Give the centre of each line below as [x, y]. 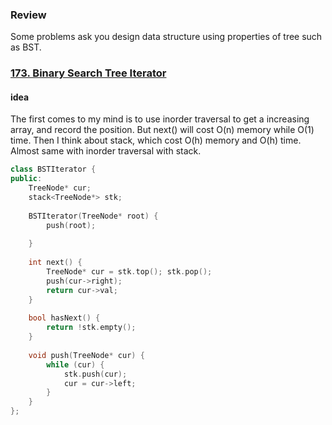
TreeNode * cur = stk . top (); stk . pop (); [129, 272]
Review [28, 15]
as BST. [26, 47]
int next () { [55, 263]
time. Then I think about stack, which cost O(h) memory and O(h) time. [156, 140]
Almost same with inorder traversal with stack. [106, 151]
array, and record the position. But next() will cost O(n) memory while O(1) [162, 130]
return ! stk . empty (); [91, 328]
